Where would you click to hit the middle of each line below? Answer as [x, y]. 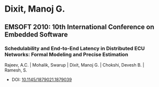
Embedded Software [36, 34]
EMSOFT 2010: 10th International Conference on [79, 27]
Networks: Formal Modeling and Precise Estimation [66, 54]
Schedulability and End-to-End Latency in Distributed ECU [75, 48]
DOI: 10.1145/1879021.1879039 [42, 79]
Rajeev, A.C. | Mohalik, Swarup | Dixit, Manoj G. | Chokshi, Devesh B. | [74, 65]
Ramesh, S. [16, 70]
